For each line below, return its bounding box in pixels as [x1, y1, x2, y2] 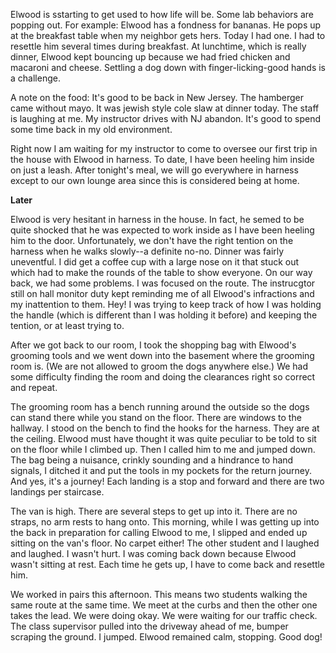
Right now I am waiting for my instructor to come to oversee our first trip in [10, 143, 318, 154]
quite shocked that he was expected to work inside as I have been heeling [10, 224, 315, 236]
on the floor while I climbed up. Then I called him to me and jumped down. [10, 444, 316, 455]
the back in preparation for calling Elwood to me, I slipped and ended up [10, 527, 308, 538]
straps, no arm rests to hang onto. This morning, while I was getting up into [10, 516, 320, 528]
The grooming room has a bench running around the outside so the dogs [10, 401, 310, 413]
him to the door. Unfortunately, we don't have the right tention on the [10, 235, 294, 246]
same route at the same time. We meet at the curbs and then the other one [10, 599, 318, 611]
